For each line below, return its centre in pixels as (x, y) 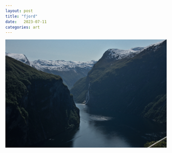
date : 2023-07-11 (26, 22)
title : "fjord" (21, 16)
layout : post (19, 11)
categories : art (23, 27)
